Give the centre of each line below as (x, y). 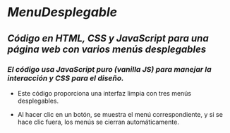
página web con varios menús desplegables (107, 49)
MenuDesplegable (62, 12)
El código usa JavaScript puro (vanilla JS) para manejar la (109, 69)
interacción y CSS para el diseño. (66, 78)
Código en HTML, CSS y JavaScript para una (108, 38)
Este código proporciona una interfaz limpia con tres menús (104, 93)
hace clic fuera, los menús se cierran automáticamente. (98, 122)
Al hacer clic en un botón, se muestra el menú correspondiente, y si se (120, 114)
